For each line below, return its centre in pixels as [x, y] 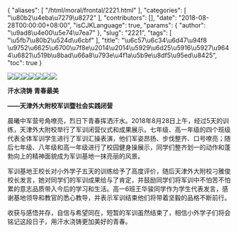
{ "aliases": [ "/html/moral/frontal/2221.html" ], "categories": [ [97, 10]
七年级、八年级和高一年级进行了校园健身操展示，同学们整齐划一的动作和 [119, 147]
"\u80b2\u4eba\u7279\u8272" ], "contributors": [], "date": [92, 18]
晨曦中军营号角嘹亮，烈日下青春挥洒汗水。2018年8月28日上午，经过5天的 [115, 121]
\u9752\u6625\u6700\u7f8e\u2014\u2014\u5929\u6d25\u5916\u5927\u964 [118, 48]
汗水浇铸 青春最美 [33, 91]
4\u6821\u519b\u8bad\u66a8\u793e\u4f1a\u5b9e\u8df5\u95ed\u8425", [112, 55]
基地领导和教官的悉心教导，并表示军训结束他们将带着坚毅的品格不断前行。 [122, 198]
